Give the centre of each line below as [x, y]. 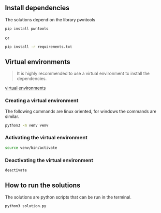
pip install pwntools [27, 29]
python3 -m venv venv [27, 125]
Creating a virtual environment [42, 100]
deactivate [16, 170]
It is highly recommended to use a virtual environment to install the [83, 74]
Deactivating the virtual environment [49, 160]
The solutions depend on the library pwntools [50, 19]
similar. [12, 116]
